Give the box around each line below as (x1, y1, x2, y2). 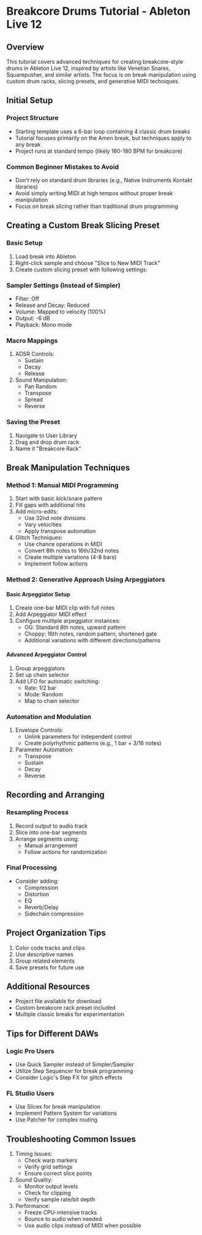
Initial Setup (6, 95, 53, 106)
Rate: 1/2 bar (24, 684, 57, 691)
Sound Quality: (15, 1176, 53, 1183)
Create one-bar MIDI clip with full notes (15, 604, 115, 612)
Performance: (15, 1202, 50, 1210)
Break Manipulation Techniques (6, 462, 130, 473)
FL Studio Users (6, 1089, 54, 1098)
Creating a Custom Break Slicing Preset (6, 220, 160, 231)
